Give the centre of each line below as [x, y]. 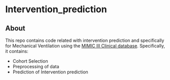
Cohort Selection [30, 61]
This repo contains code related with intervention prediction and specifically [85, 40]
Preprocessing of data [36, 66]
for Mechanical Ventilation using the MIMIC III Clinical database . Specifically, [85, 46]
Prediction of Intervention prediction [50, 72]
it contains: [17, 51]
